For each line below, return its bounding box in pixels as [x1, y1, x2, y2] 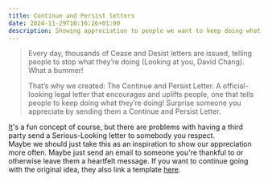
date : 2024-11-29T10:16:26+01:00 [8, 19, 121, 27]
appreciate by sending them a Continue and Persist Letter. [27, 107, 221, 116]
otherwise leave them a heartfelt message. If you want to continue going [8, 156, 249, 166]
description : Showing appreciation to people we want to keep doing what [8, 26, 262, 34]
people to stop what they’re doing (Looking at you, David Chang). [27, 57, 245, 67]
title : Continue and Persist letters [8, 11, 135, 20]
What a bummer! [27, 66, 84, 75]
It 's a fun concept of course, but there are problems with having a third [8, 122, 243, 132]
